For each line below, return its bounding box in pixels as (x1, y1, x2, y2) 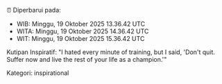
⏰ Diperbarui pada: (6, 6, 62, 14)
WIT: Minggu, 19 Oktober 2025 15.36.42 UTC (16, 35, 145, 42)
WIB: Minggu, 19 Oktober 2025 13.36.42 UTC (16, 20, 146, 28)
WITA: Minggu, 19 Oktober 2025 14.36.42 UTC (16, 27, 149, 35)
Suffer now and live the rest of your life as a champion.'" (6, 56, 167, 63)
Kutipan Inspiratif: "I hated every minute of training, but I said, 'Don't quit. (6, 48, 216, 56)
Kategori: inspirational (6, 69, 69, 77)
